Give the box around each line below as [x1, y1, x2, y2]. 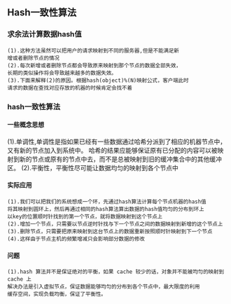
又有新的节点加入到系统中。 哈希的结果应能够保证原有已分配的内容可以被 [7, 146, 218, 154]
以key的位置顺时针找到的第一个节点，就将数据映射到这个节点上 [7, 213, 163, 221]
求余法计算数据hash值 [7, 29, 82, 39]
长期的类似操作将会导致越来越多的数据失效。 [7, 69, 117, 76]
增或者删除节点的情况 [7, 55, 59, 62]
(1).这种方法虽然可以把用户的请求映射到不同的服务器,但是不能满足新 [7, 47, 180, 54]
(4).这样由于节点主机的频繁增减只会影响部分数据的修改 [7, 235, 146, 243]
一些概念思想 [7, 120, 44, 129]
